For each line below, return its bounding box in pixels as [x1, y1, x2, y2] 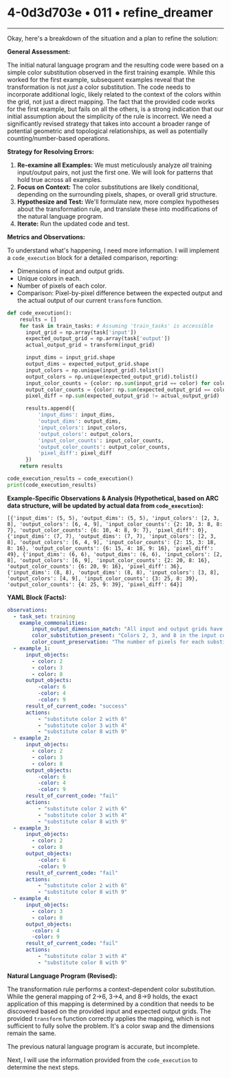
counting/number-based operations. [7, 134, 110, 142]
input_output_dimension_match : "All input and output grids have [32, 626, 223, 632]
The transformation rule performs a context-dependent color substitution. [7, 985, 216, 993]
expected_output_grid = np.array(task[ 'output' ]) [25, 335, 170, 342]
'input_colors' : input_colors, [37, 424, 128, 431]
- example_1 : [13, 645, 51, 652]
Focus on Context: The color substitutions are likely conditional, [16, 183, 199, 191]
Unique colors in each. [16, 274, 81, 282]
